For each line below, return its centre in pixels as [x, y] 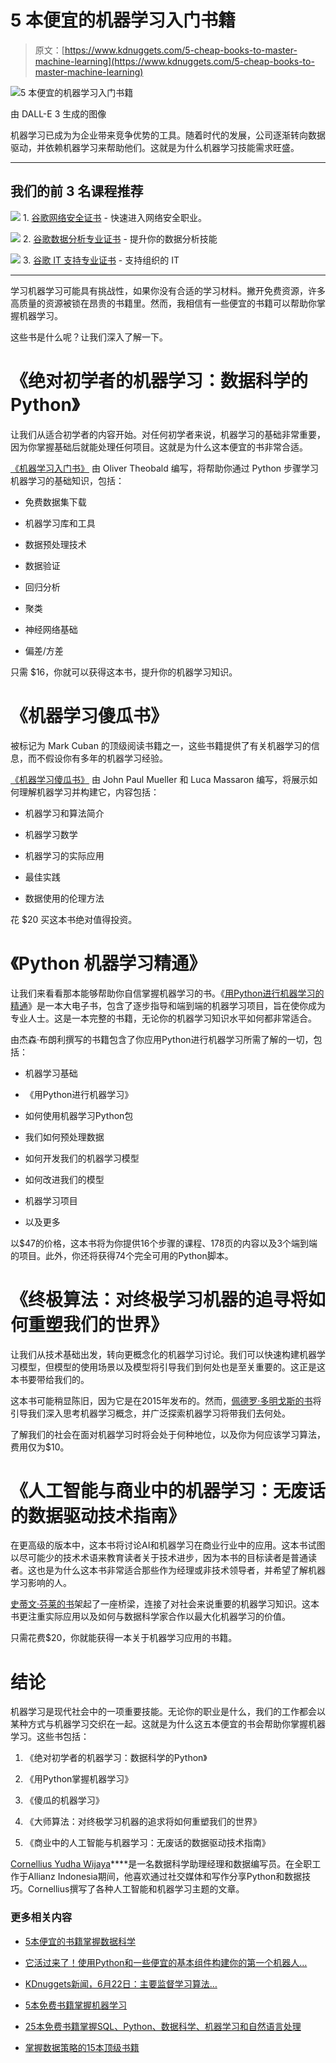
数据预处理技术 [55, 544]
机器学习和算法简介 [64, 813]
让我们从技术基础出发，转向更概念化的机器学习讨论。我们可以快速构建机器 [163, 1354]
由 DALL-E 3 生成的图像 [58, 113]
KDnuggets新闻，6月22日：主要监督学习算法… [121, 1983]
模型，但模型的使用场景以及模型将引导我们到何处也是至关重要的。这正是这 [172, 1367]
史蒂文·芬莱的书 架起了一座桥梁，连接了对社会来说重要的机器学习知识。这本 [165, 1604]
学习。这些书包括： [50, 1737]
